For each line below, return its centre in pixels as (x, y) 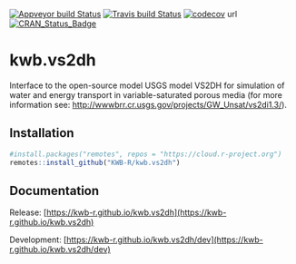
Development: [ (38, 240)
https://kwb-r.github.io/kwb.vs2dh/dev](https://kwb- (165, 240)
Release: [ (28, 212)
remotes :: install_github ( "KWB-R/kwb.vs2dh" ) (95, 162)
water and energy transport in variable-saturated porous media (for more (146, 94)
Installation (42, 133)
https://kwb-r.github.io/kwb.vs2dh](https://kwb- (137, 212)
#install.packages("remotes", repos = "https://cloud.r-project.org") (146, 154)
